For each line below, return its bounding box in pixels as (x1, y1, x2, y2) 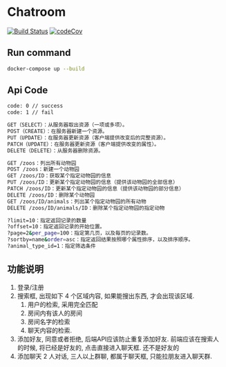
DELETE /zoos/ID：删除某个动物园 (7, 191, 95, 199)
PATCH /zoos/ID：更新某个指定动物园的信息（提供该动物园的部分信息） (7, 186, 185, 192)
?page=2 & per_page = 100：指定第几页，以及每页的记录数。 (7, 230, 152, 237)
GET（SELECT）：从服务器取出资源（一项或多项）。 (7, 121, 128, 128)
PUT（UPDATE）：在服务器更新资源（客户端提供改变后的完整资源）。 (7, 134, 169, 141)
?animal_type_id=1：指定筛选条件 (7, 243, 96, 250)
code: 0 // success (7, 103, 64, 110)
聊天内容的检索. (27, 326, 73, 335)
